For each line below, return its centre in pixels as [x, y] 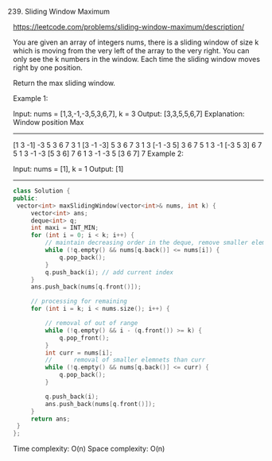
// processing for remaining [79, 301]
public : [26, 198]
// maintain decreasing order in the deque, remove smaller [147, 243]
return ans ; [51, 419]
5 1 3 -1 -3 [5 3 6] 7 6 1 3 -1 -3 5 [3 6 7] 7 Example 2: [98, 153]
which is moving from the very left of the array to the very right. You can [131, 50]
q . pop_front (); [84, 338]
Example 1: [31, 98]
